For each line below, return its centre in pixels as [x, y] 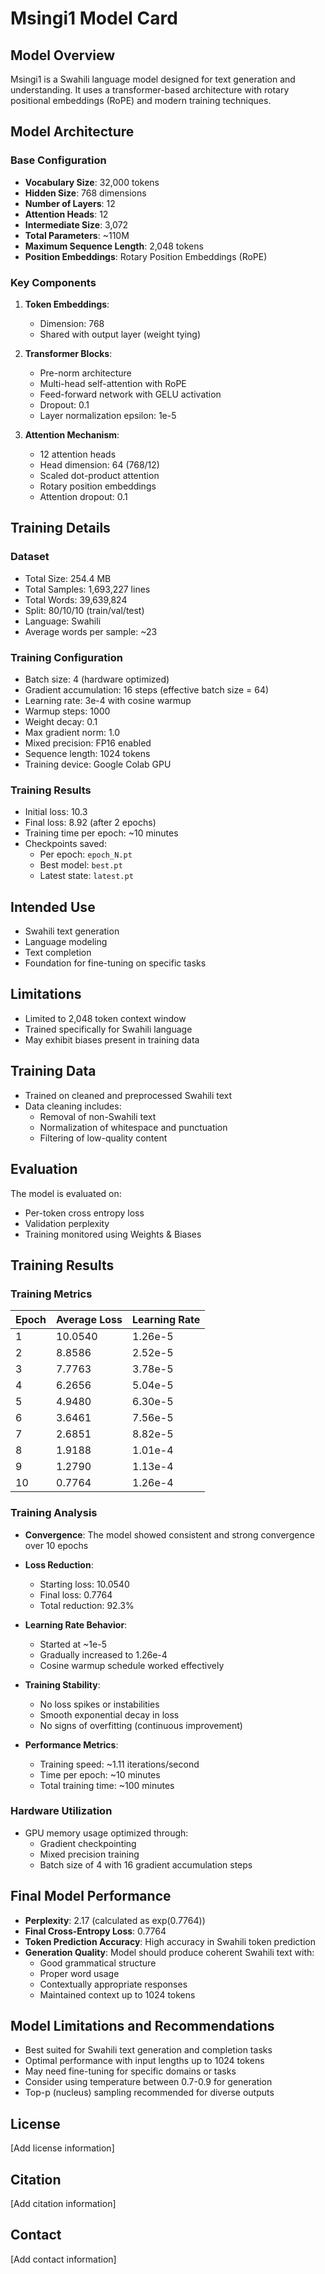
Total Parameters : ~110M [77, 235]
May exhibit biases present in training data [112, 1039]
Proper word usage [79, 1973]
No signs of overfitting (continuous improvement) [141, 1725]
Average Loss [89, 1320]
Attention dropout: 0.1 [83, 496]
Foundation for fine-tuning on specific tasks [115, 963]
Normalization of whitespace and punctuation [133, 1127]
